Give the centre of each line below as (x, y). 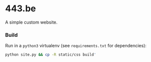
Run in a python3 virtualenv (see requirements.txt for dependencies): (76, 46)
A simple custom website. (31, 22)
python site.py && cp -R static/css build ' (51, 55)
